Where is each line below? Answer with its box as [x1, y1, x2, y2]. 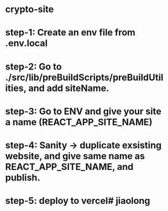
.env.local [5, 38, 48, 49]
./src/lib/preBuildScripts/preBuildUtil [5, 72, 163, 83]
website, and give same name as [5, 150, 145, 162]
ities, [5, 82, 27, 94]
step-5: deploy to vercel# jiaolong [5, 195, 150, 206]
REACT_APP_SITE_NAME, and [5, 161, 134, 172]
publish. [5, 171, 40, 183]
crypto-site [5, 4, 54, 15]
